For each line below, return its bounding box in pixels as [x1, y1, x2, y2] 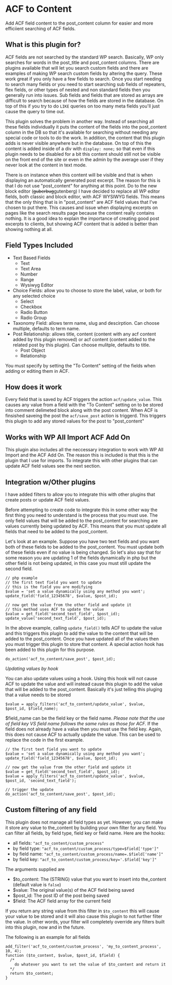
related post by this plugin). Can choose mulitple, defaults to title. [12, 342, 150, 348]
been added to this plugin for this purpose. [5, 646, 96, 653]
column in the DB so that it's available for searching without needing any [5, 129, 158, 135]
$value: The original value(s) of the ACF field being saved [12, 887, 135, 893]
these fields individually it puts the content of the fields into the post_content [5, 123, 167, 130]
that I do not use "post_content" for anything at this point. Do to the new [5, 182, 157, 188]
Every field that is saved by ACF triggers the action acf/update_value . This [5, 396, 162, 403]
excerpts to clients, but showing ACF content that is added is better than [5, 221, 158, 227]
